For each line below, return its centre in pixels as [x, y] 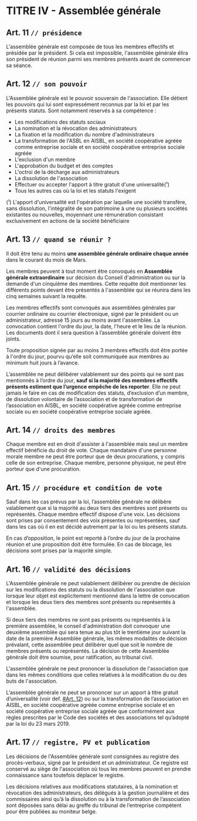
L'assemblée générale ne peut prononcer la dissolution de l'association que [97, 669]
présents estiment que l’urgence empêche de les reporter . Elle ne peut [93, 386]
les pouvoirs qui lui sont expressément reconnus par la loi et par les [88, 104]
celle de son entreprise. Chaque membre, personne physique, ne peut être [96, 463]
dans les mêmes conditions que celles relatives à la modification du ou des [96, 675]
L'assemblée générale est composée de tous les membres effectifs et [90, 46]
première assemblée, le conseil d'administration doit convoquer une [88, 626]
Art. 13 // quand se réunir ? [59, 239]
